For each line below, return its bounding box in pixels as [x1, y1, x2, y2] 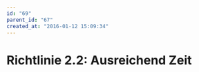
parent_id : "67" [6, 16, 53, 23]
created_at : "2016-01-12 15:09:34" [6, 23, 109, 29]
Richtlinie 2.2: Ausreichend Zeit [6, 52, 192, 68]
